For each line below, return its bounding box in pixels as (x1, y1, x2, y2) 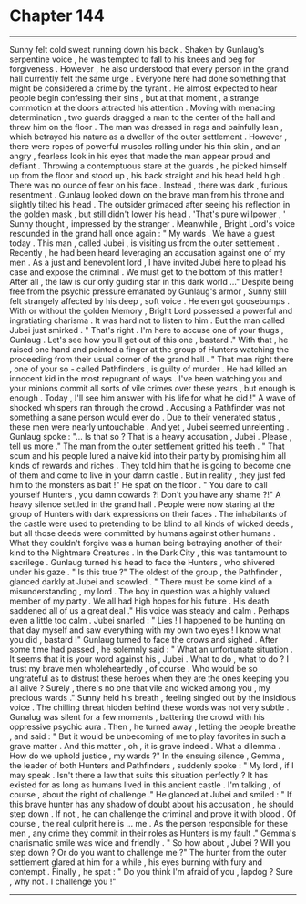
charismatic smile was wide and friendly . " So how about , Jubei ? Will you (9, 837, 291, 848)
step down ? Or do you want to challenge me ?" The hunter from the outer (9, 847, 287, 858)
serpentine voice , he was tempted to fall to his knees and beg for (9, 54, 256, 65)
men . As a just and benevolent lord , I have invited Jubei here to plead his (9, 257, 287, 268)
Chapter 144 (9, 5, 105, 26)
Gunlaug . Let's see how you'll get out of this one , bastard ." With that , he (9, 334, 289, 345)
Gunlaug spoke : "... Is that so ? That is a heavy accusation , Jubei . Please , (9, 431, 292, 442)
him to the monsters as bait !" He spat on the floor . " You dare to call (9, 479, 268, 490)
